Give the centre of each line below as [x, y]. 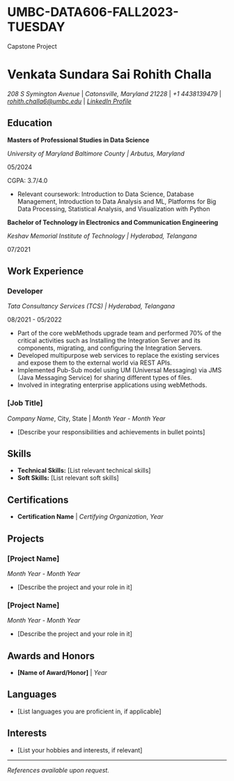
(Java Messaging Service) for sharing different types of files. [105, 378]
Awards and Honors [51, 656]
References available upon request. [58, 770]
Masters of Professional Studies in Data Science [78, 139]
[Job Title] [25, 403]
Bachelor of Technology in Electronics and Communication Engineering [113, 222]
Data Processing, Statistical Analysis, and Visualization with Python [114, 208]
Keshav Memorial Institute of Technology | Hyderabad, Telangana [102, 236]
